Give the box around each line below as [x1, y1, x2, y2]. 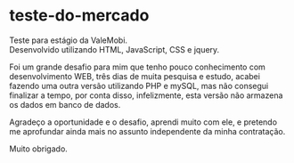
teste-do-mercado [9, 5, 150, 26]
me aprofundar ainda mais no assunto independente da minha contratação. [9, 126, 286, 136]
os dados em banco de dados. [9, 99, 121, 110]
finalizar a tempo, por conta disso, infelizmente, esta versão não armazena [9, 90, 283, 101]
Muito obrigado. [9, 143, 69, 154]
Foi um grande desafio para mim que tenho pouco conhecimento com [9, 61, 265, 72]
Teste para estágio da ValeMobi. [9, 35, 127, 45]
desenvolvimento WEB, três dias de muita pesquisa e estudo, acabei [9, 70, 261, 81]
